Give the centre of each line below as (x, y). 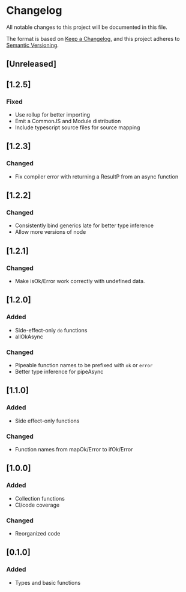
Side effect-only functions (47, 421)
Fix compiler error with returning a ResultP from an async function (97, 176)
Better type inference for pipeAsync (59, 372)
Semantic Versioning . (32, 45)
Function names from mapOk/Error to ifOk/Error (74, 450)
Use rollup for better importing (52, 115)
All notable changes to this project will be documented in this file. (87, 27)
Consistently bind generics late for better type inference (84, 225)
